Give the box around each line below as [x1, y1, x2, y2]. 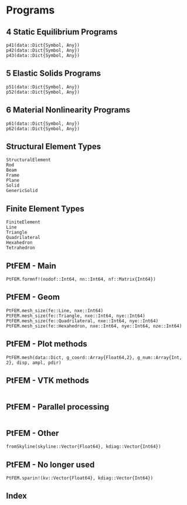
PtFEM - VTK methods [6, 376, 89, 385]
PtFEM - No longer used [6, 459, 95, 469]
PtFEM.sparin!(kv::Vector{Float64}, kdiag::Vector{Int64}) [6, 475, 154, 481]
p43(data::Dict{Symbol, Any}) [6, 53, 80, 59]
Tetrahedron [6, 245, 35, 251]
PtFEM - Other [6, 428, 59, 438]
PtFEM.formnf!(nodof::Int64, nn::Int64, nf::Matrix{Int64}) [6, 277, 157, 282]
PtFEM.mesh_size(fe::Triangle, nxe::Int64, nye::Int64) [6, 313, 145, 319]
